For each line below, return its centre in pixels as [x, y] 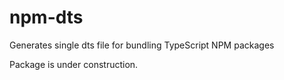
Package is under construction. [74, 64]
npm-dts [46, 17]
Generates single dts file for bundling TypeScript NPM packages [142, 45]
